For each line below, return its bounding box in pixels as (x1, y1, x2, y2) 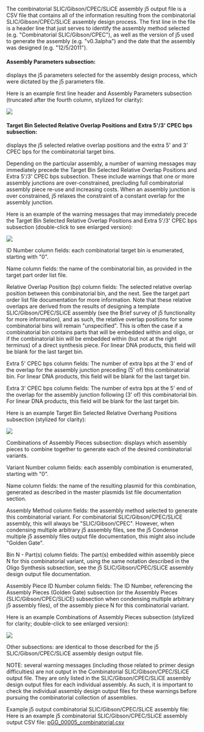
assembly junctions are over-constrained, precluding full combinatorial (6, 179, 184, 187)
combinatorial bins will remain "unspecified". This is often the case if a (6, 322, 183, 330)
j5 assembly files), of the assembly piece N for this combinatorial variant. (6, 602, 189, 609)
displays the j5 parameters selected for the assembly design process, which (6, 71, 198, 79)
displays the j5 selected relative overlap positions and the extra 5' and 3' (6, 141, 188, 149)
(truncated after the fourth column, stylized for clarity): (6, 96, 144, 104)
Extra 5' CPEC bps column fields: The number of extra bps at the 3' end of (6, 360, 193, 368)
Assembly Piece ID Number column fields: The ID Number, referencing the (6, 582, 193, 590)
